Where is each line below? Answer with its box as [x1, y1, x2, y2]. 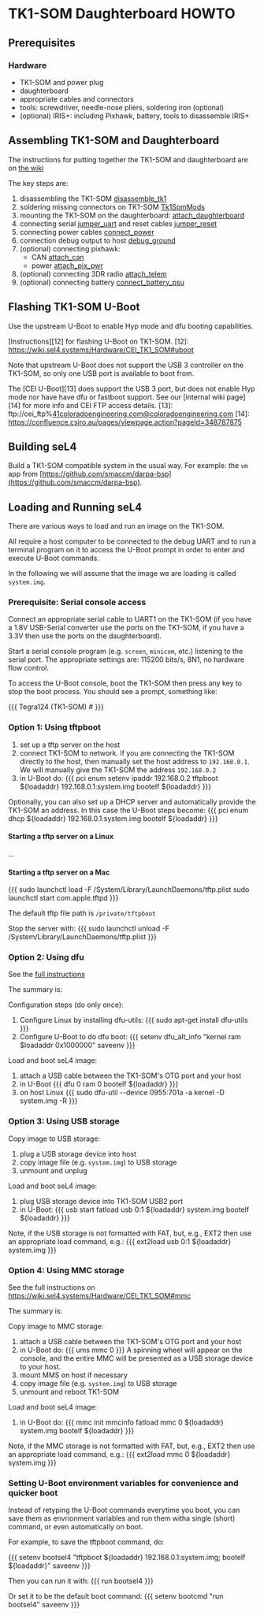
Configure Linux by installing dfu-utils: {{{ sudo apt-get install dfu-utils [19, 1016, 248, 1025]
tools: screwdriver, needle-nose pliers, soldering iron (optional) [19, 102, 225, 112]
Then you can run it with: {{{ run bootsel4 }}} [8, 1577, 154, 1586]
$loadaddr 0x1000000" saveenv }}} [19, 1041, 136, 1050]
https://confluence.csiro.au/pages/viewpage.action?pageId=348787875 [8, 417, 243, 426]
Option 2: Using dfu [8, 952, 85, 963]
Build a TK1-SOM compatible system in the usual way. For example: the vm [8, 461, 248, 470]
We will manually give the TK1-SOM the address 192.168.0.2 [19, 765, 217, 775]
